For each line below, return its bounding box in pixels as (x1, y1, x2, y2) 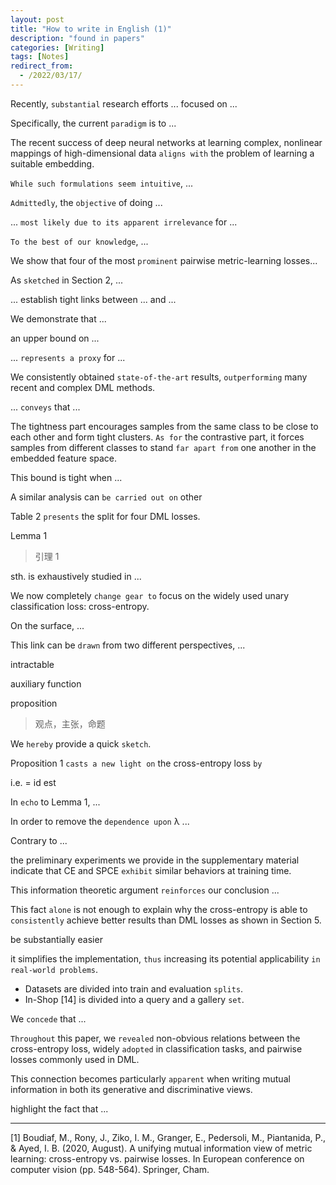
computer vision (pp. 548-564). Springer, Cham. (10, 1163, 210, 1175)
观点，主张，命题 (34, 717, 106, 730)
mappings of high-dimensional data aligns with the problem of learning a (10, 147, 315, 159)
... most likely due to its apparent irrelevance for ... (10, 216, 238, 228)
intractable (10, 658, 55, 670)
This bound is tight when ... (10, 471, 123, 483)
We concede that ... (10, 1012, 87, 1025)
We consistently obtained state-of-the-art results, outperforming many (10, 371, 308, 383)
